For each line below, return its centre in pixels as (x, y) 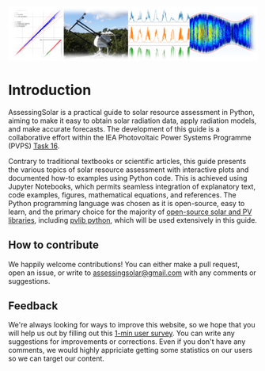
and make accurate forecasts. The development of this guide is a (114, 128)
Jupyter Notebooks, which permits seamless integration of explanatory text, (132, 186)
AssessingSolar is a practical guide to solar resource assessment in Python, (132, 112)
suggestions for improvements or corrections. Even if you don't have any (127, 342)
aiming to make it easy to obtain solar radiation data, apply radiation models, (132, 120)
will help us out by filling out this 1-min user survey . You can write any (121, 333)
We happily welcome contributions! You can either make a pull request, (124, 264)
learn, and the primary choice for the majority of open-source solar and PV (130, 212)
